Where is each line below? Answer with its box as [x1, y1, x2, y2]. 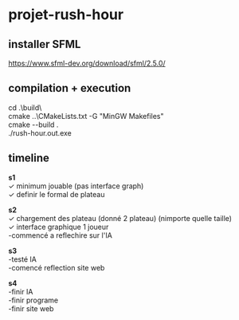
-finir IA [8, 286, 33, 296]
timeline [8, 152, 50, 165]
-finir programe [8, 295, 59, 305]
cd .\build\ [8, 102, 42, 113]
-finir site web [8, 303, 54, 313]
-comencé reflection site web [8, 263, 105, 272]
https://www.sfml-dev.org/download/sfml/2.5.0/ [8, 58, 166, 68]
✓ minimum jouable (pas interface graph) [8, 181, 144, 191]
